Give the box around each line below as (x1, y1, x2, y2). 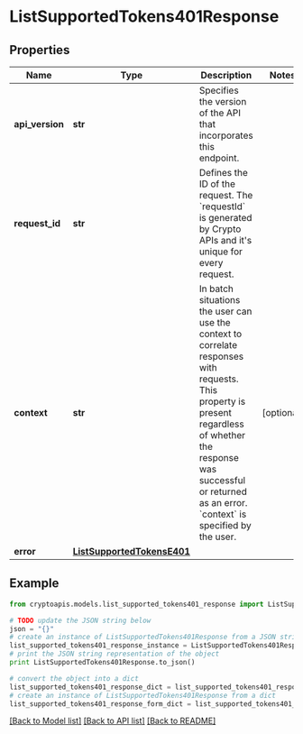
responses (198, 350, 244, 362)
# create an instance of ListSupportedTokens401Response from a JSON (9, 633, 277, 642)
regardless (198, 417, 245, 430)
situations (198, 294, 241, 306)
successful (198, 474, 246, 486)
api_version (14, 118, 65, 130)
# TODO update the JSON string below (9, 616, 151, 625)
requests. (198, 372, 239, 385)
